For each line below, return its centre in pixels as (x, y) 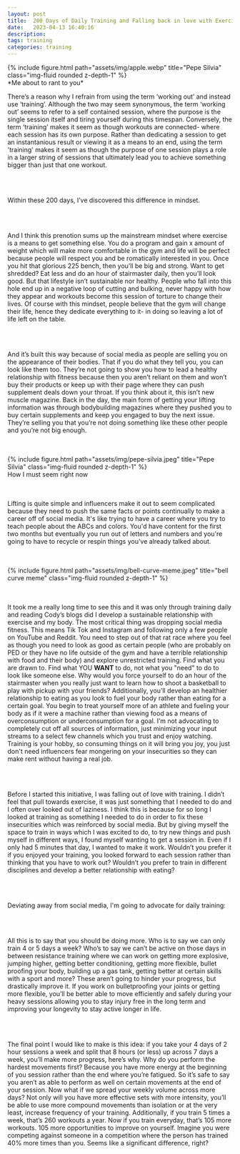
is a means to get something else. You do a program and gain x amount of (116, 243)
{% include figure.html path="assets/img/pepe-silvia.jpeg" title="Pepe (111, 459)
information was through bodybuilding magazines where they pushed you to (120, 407)
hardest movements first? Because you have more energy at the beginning (117, 1067)
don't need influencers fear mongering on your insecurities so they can (112, 751)
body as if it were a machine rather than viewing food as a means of (107, 713)
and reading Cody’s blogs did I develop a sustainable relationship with (110, 615)
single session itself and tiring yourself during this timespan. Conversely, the (120, 119)
